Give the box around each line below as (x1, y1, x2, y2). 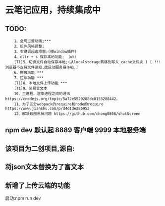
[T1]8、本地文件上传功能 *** (14, 81, 68, 86)
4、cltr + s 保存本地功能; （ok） (14, 54, 78, 59)
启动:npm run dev (5, 195, 41, 201)
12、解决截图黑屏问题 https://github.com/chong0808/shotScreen (14, 111, 141, 116)
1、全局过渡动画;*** (14, 39, 51, 44)
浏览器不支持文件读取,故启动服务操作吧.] (5, 65, 78, 70)
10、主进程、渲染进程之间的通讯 (14, 91, 70, 96)
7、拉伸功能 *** (14, 75, 44, 80)
